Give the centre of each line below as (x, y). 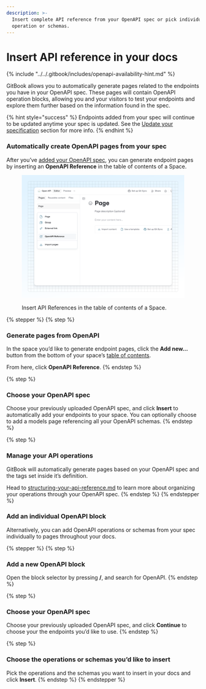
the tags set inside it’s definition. (47, 475)
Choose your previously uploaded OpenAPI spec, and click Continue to (97, 625)
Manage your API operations (50, 456)
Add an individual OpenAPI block (56, 516)
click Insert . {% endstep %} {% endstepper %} (66, 679)
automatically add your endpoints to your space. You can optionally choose (101, 415)
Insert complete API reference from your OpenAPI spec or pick (94, 19)
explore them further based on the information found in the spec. (88, 106)
